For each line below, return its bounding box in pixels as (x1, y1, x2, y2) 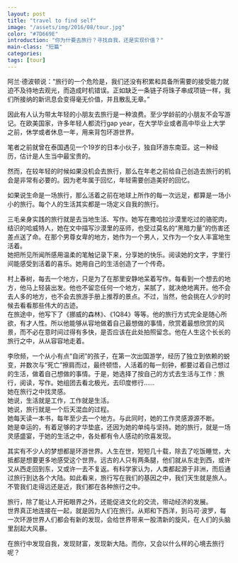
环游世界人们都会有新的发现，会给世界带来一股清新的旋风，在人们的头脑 (19, 515, 231, 523)
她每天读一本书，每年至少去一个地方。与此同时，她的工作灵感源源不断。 (7, 414, 218, 422)
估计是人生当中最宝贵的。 (19, 151, 94, 160)
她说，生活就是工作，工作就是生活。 (7, 396, 113, 404)
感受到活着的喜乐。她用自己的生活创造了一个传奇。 (19, 259, 169, 267)
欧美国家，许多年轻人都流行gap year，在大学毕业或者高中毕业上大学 (25, 119, 225, 127)
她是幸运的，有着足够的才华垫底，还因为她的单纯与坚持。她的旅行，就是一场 (7, 422, 231, 431)
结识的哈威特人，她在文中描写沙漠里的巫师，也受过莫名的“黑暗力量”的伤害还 (7, 223, 230, 232)
